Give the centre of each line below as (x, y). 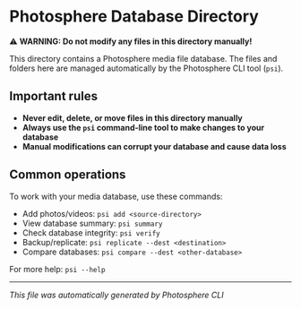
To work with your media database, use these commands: (116, 196)
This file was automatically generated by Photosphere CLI (116, 295)
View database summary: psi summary (92, 223)
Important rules (54, 96)
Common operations (68, 175)
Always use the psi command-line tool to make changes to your (143, 127)
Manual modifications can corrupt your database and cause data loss (154, 146)
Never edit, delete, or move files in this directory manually (133, 117)
